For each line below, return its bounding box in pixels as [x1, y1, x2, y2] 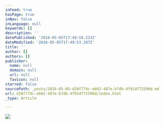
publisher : [5, 58, 28, 63]
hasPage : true [5, 12, 35, 17]
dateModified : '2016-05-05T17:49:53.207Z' [5, 40, 95, 45]
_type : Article [5, 95, 37, 100]
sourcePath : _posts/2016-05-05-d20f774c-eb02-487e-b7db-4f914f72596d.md [5, 86, 160, 91]
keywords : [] [5, 26, 32, 31]
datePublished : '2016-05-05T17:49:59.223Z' [5, 35, 97, 40]
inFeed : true [5, 7, 32, 12]
